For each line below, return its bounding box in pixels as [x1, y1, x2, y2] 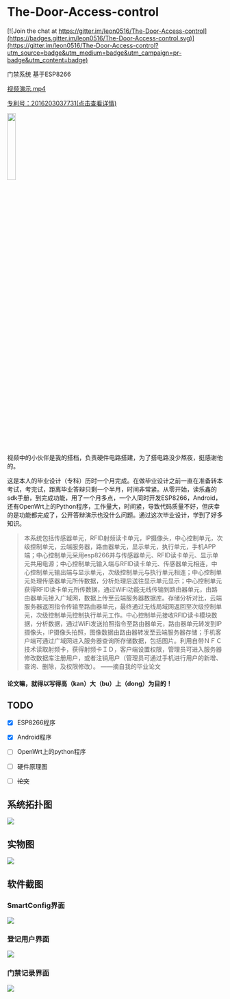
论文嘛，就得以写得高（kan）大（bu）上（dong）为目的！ [7, 679, 172, 687]
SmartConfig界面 [7, 900, 65, 910]
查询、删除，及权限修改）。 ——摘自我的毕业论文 [23, 662, 161, 670]
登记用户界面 [7, 934, 50, 944]
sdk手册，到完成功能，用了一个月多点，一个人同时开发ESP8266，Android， [7, 494, 222, 502]
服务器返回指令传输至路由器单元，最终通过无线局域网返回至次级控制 [23, 602, 216, 610]
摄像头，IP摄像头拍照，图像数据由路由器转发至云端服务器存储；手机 [23, 628, 216, 636]
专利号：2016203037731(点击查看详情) [7, 99, 117, 107]
